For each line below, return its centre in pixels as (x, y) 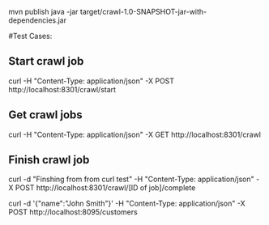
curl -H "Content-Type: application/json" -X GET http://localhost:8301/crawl (135, 134)
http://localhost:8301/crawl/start (62, 89)
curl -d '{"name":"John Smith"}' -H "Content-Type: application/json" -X (127, 204)
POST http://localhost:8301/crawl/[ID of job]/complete (105, 188)
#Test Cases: (30, 36)
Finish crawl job (49, 160)
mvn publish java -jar (43, 12)
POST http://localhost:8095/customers (73, 212)
